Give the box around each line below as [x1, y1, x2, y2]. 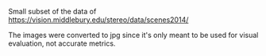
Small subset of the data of [8, 7, 97, 16]
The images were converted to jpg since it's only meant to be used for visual [8, 31, 259, 39]
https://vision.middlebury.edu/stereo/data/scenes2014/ [8, 15, 189, 24]
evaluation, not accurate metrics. [8, 39, 116, 48]
